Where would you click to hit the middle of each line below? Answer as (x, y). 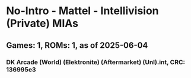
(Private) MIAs (42, 23)
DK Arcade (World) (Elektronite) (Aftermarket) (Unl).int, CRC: (96, 62)
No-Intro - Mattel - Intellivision (82, 11)
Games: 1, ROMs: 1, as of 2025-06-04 (77, 45)
